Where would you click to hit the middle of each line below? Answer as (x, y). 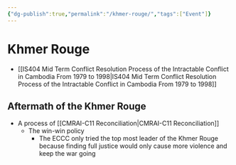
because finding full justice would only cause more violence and (133, 146)
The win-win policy (56, 131)
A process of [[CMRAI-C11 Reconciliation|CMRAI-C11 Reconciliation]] (118, 123)
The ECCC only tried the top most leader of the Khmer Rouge (129, 139)
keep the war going (67, 154)
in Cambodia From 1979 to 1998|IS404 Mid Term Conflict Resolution (117, 76)
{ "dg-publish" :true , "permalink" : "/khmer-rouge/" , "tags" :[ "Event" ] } (109, 14)
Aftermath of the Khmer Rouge (77, 106)
